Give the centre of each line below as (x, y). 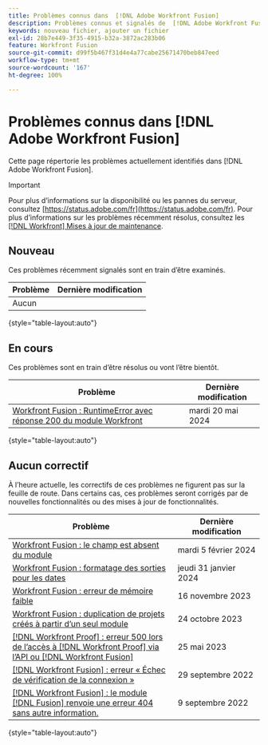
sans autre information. (55, 713)
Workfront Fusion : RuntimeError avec (83, 411)
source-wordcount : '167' (49, 68)
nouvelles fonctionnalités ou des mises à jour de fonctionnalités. (114, 502)
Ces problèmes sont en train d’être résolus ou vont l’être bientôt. (114, 368)
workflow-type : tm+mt (44, 61)
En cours (31, 348)
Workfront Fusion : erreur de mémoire (83, 591)
